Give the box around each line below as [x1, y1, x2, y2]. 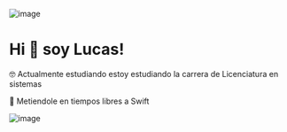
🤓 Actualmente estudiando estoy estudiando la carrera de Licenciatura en [9, 68, 279, 79]
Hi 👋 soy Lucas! [9, 40, 125, 59]
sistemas [9, 78, 43, 89]
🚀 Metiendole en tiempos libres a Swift [9, 96, 150, 106]
